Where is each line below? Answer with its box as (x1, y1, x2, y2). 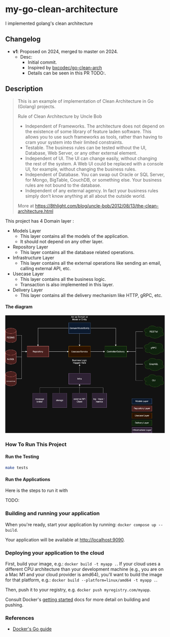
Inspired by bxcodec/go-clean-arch (27, 64, 102, 70)
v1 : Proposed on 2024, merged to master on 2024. (12, 48, 118, 54)
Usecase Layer (12, 271, 44, 277)
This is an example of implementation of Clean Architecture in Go (17, 98, 154, 104)
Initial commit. (27, 59, 57, 65)
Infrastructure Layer (12, 254, 55, 261)
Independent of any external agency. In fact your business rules (25, 187, 158, 193)
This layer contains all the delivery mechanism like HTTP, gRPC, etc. (20, 292, 163, 298)
